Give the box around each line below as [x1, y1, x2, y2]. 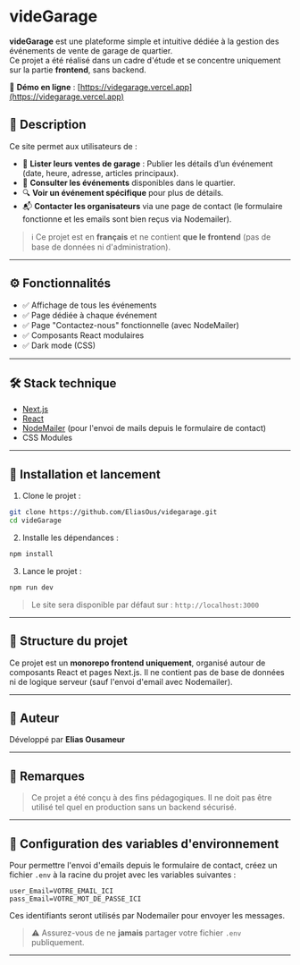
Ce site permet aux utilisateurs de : [9, 140, 138, 151]
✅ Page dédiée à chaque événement [21, 309, 158, 320]
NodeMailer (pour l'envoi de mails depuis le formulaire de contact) [21, 423, 266, 434]
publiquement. [30, 936, 85, 947]
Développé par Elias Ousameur [9, 734, 125, 745]
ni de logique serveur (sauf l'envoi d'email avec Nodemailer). [9, 676, 234, 687]
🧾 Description [9, 117, 87, 132]
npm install [9, 549, 54, 558]
